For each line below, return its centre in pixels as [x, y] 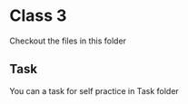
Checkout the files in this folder [68, 41]
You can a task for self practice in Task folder [94, 90]
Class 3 [38, 16]
